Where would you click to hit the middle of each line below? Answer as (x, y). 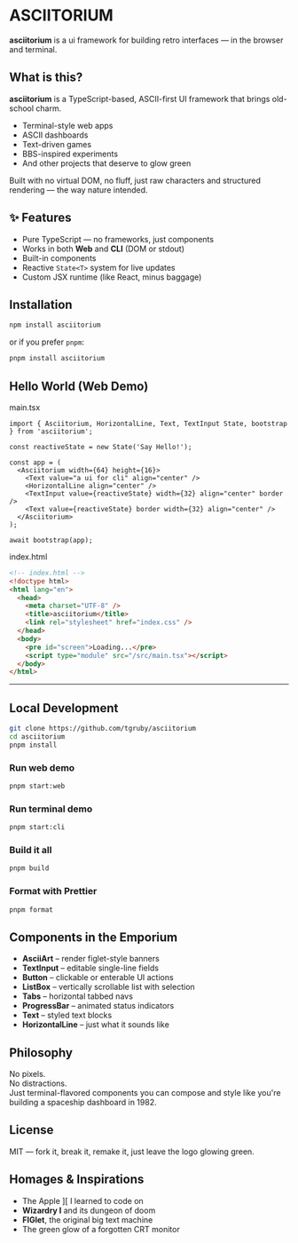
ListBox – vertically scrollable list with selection (108, 987)
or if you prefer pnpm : (47, 342)
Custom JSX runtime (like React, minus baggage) (112, 277)
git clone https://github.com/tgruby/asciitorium (103, 729)
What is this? (46, 78)
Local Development (64, 708)
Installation (41, 304)
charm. (48, 108)
